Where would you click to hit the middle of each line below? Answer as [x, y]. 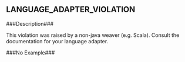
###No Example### [31, 53]
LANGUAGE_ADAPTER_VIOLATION [71, 10]
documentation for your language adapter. [57, 41]
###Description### [30, 23]
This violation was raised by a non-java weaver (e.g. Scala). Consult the [93, 35]
